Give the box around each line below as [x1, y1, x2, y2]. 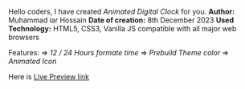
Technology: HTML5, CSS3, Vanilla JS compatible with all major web [8, 24, 237, 33]
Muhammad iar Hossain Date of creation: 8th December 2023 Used [8, 15, 235, 25]
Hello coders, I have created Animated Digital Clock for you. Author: [8, 7, 235, 16]
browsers [8, 32, 40, 42]
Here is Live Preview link [8, 72, 90, 81]
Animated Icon [8, 56, 57, 66]
